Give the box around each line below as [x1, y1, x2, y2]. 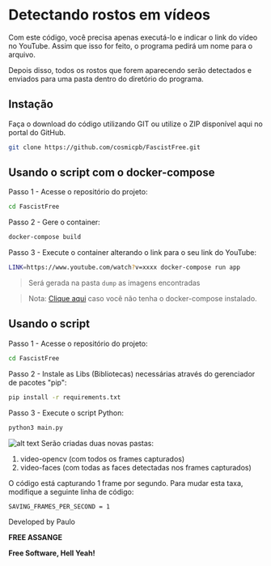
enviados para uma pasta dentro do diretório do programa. [8, 74, 204, 83]
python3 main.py [8, 423, 63, 432]
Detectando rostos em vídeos [8, 6, 211, 24]
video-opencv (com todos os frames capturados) [19, 453, 185, 463]
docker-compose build [8, 233, 82, 241]
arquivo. [8, 49, 36, 59]
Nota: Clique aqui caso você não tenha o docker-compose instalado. [28, 294, 257, 304]
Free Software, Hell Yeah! [8, 548, 95, 558]
